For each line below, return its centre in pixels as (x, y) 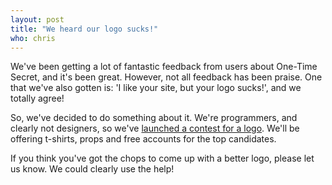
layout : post (37, 19)
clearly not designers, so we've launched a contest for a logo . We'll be (155, 128)
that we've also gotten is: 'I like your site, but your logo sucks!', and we (156, 88)
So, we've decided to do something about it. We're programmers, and (154, 118)
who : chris (33, 38)
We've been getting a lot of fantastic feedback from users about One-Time (164, 67)
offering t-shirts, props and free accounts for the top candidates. (143, 139)
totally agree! (37, 98)
